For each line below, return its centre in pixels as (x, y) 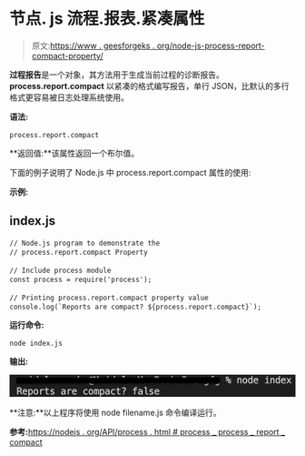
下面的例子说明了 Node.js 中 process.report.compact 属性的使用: (130, 172)
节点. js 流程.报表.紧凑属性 (107, 19)
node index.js (36, 343)
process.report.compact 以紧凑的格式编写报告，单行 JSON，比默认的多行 (149, 86)
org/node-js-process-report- (211, 46)
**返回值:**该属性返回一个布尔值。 (74, 153)
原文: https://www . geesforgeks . (93, 46)
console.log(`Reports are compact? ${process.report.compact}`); (135, 307)
